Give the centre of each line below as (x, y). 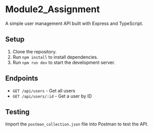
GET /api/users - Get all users (44, 90)
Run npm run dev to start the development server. (64, 62)
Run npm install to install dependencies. (55, 57)
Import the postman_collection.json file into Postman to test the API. (77, 124)
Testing (17, 112)
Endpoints (22, 78)
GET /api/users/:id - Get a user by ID (52, 96)
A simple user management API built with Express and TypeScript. (74, 23)
